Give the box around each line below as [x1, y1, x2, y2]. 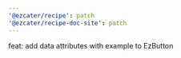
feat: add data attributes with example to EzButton [8, 41, 174, 50]
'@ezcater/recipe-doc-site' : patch [8, 19, 127, 27]
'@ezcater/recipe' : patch [8, 11, 95, 20]
